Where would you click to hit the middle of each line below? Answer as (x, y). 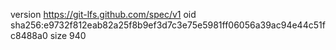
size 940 (68, 35)
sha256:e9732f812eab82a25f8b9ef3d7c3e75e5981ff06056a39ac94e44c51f (168, 25)
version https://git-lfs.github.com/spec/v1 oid (103, 14)
